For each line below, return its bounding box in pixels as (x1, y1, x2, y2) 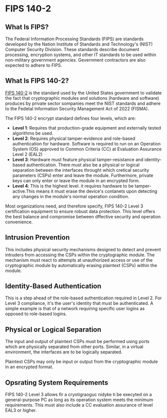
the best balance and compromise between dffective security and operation (5, 213, 161, 219)
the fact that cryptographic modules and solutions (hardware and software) (5, 95, 160, 101)
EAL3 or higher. (5, 408, 37, 414)
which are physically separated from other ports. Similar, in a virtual (5, 344, 144, 350)
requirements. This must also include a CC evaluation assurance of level (5, 402, 153, 408)
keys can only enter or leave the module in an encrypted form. (12, 177, 140, 184)
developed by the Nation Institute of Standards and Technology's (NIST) (5, 41, 153, 47)
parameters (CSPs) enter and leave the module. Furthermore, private (12, 172, 154, 178)
